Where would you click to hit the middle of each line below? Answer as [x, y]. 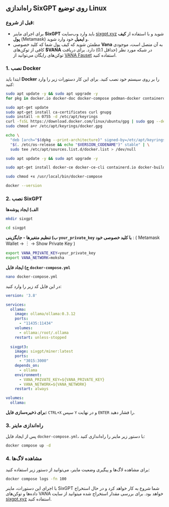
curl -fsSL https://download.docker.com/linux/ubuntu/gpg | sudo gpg [80, 121]
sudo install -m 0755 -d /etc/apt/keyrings [52, 117]
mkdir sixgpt [19, 219]
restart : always [32, 389]
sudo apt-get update [27, 107]
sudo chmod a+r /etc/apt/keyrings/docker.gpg [54, 126]
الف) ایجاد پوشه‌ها [22, 210]
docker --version [24, 186]
